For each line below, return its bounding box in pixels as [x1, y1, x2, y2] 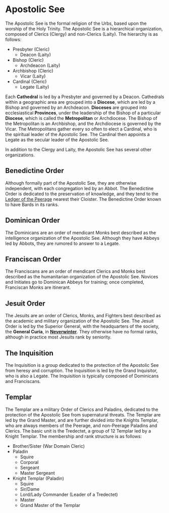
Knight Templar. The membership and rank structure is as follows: [5, 433, 142, 439]
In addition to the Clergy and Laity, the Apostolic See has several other [5, 146, 152, 152]
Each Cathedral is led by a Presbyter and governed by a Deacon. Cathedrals [5, 94, 164, 100]
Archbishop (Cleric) [12, 67, 54, 74]
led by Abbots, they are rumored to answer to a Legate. [5, 240, 120, 246]
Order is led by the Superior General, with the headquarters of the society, [5, 323, 160, 329]
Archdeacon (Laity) [20, 62, 61, 68]
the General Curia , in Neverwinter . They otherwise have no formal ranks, [5, 329, 158, 335]
